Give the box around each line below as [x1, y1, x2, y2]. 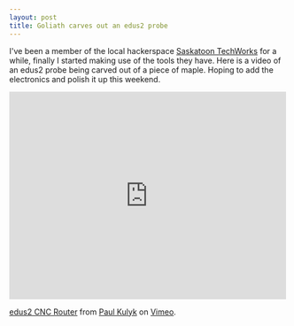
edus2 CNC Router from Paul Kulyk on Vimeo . [9, 307, 177, 317]
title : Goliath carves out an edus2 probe [9, 21, 168, 30]
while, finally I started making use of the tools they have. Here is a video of [9, 55, 282, 66]
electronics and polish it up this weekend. [9, 74, 161, 84]
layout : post [9, 12, 58, 22]
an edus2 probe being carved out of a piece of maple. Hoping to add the [9, 64, 275, 75]
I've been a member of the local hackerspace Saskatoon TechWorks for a [9, 45, 277, 56]
